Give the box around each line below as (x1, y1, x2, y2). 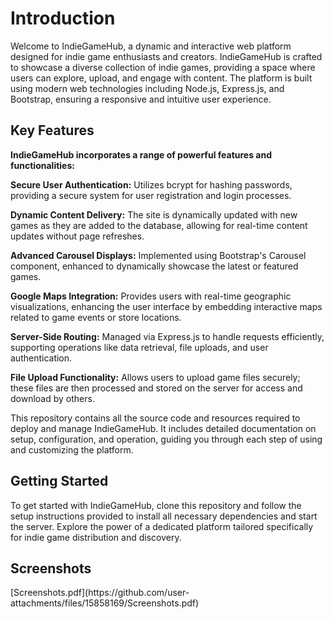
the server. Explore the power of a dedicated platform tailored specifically (10, 520, 314, 532)
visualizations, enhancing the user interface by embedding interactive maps (10, 300, 323, 312)
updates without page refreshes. (10, 230, 145, 242)
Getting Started (10, 473, 109, 490)
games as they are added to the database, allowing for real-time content (10, 219, 308, 231)
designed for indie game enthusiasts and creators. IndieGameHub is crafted (10, 50, 323, 62)
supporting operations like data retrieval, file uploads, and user (10, 341, 269, 353)
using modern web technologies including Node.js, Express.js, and (10, 82, 285, 94)
